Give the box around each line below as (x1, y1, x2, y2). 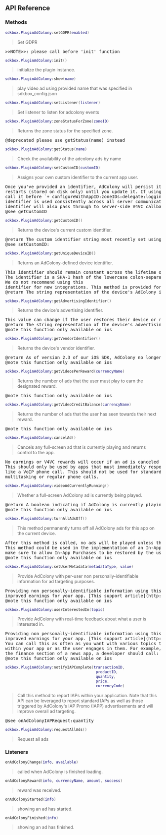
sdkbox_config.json (17, 91, 57, 97)
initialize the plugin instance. (17, 67, 76, 73)
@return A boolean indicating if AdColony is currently (5, 502, 143, 507)
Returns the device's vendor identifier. (17, 345, 95, 351)
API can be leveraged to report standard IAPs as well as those (17, 698, 143, 704)
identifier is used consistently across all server (5, 198, 133, 204)
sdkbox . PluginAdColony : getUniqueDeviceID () (5, 250, 96, 256)
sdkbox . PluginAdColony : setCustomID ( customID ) (5, 165, 100, 170)
